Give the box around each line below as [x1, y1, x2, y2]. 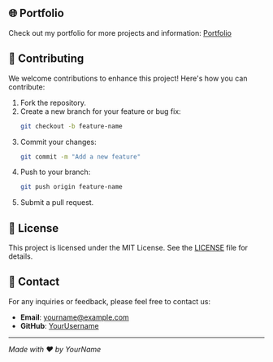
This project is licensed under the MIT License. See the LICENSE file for [8, 243, 249, 253]
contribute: [8, 81, 45, 92]
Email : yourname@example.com [19, 312, 130, 322]
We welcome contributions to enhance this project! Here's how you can [8, 73, 248, 83]
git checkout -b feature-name [19, 122, 123, 130]
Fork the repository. [19, 98, 87, 107]
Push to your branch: [19, 167, 91, 177]
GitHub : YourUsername [19, 321, 99, 330]
